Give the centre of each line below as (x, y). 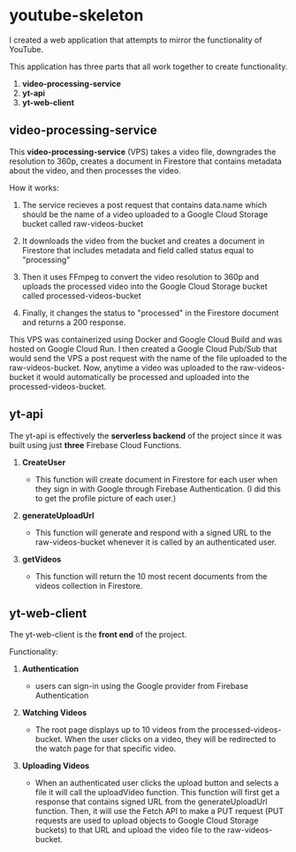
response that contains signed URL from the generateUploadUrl (151, 802)
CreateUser (44, 462)
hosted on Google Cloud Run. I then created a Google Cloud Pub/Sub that (143, 349)
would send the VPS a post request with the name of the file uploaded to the (148, 358)
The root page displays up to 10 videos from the (122, 730)
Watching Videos (54, 713)
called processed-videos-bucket (81, 295)
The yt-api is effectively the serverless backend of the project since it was (146, 436)
